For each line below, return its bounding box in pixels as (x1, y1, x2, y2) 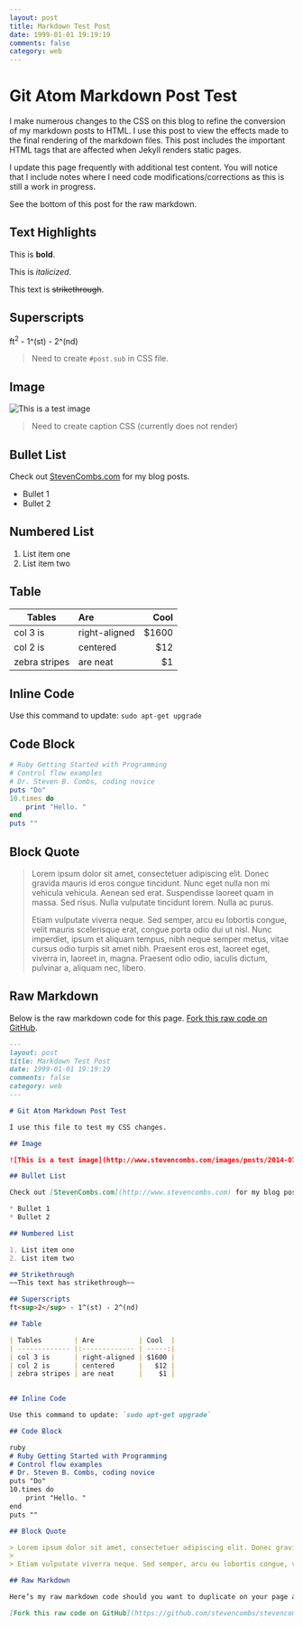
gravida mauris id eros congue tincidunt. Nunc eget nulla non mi (31, 878, 271, 889)
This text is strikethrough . (9, 284, 105, 295)
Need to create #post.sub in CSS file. (31, 353, 169, 364)
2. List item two (9, 1254, 75, 1263)
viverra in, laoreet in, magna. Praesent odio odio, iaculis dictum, (31, 953, 268, 964)
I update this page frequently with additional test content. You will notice (9, 162, 278, 173)
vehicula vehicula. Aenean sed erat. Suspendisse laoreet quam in (31, 888, 274, 898)
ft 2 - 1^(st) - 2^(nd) (9, 334, 78, 346)
